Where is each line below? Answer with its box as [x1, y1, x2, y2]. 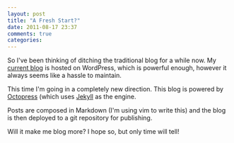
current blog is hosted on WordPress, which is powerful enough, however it [7, 64, 227, 72]
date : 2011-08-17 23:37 [7, 23, 78, 30]
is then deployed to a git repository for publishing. [7, 114, 153, 122]
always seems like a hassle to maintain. [7, 71, 122, 80]
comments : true [7, 30, 52, 38]
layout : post [7, 10, 46, 18]
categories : [7, 37, 42, 44]
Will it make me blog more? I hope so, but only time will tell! [7, 127, 180, 136]
